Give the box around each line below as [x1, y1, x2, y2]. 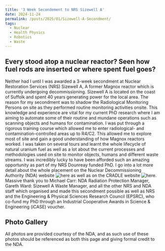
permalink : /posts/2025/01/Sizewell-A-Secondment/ [5, 16, 111, 21]
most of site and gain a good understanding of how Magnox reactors [5, 136, 145, 142]
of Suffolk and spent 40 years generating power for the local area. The [5, 94, 149, 100]
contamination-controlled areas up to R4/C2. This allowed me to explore [5, 130, 152, 136]
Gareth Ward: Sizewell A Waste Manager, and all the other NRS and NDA [5, 183, 152, 188]
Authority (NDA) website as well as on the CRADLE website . [5, 172, 157, 178]
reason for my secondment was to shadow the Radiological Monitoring [5, 99, 149, 105]
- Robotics [9, 35, 32, 40]
